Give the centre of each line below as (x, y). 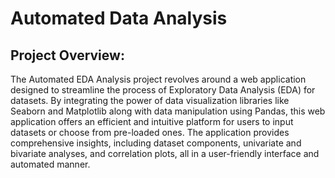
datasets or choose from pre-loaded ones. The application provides (150, 132)
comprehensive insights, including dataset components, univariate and (156, 143)
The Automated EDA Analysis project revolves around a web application (158, 79)
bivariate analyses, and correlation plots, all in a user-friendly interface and (165, 153)
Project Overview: (67, 55)
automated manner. (50, 164)
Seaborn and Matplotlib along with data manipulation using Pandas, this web (168, 111)
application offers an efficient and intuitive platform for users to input (152, 121)
